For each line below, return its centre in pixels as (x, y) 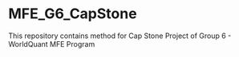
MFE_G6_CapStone (73, 14)
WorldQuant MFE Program (52, 44)
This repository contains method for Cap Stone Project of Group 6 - (120, 36)
